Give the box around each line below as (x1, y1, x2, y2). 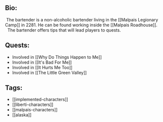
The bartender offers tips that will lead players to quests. (7, 27, 121, 33)
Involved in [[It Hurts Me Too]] (12, 64, 73, 70)
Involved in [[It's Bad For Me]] (12, 59, 72, 65)
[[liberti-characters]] (12, 102, 54, 107)
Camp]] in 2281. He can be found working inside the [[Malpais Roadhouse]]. (5, 22, 158, 28)
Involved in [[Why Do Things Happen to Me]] (12, 54, 102, 60)
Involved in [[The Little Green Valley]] (12, 70, 87, 75)
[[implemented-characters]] (12, 97, 68, 103)
